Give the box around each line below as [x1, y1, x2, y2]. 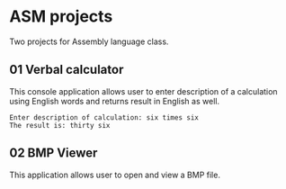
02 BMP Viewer [9, 146, 98, 161]
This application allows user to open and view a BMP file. [9, 169, 220, 180]
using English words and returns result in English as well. [9, 95, 220, 106]
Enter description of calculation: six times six [9, 112, 200, 122]
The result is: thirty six [9, 121, 111, 130]
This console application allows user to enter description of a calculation [9, 85, 278, 96]
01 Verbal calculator [9, 62, 124, 77]
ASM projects [9, 6, 113, 27]
